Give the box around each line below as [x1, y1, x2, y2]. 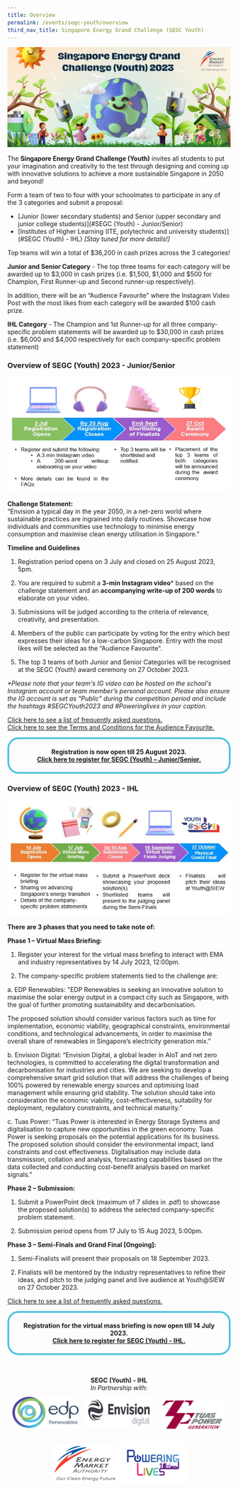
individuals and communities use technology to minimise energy [7, 523, 195, 531]
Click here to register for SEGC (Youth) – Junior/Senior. [36, 755, 202, 764]
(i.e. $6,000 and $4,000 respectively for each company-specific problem [7, 335, 221, 343]
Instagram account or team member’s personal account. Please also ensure [7, 687, 230, 695]
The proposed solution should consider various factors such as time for [7, 1014, 216, 1023]
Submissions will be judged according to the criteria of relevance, [17, 608, 210, 617]
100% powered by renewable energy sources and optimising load [7, 1081, 199, 1089]
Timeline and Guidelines [7, 544, 80, 553]
